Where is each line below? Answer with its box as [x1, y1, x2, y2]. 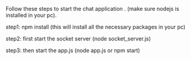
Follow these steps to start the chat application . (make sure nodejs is [5, 5, 179, 12]
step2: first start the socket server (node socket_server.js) [5, 35, 151, 42]
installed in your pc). [5, 12, 57, 19]
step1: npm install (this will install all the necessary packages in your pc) [5, 24, 186, 30]
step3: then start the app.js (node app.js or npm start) [5, 47, 141, 54]
